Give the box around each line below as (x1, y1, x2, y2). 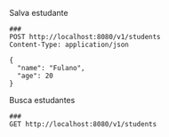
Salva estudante (9, 8, 68, 18)
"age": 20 (17, 71, 53, 80)
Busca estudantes (9, 95, 76, 105)
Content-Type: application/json (9, 40, 129, 49)
